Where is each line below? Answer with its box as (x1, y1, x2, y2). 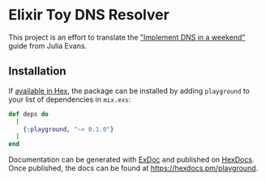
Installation (8, 65, 66, 78)
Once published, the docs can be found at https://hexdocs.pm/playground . (8, 163, 259, 173)
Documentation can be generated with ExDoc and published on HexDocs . (8, 155, 255, 165)
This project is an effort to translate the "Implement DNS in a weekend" (8, 32, 246, 42)
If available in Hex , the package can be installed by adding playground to (8, 86, 250, 95)
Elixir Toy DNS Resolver (8, 6, 170, 24)
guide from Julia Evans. (8, 40, 88, 50)
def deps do (8, 110, 49, 118)
